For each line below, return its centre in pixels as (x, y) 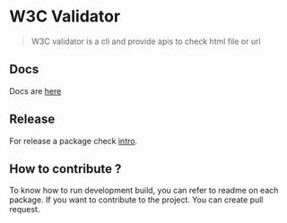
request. (25, 210)
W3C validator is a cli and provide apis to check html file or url (146, 41)
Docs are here (35, 90)
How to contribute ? (65, 169)
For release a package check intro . (73, 141)
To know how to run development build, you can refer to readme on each (144, 191)
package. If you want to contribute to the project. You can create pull (136, 200)
